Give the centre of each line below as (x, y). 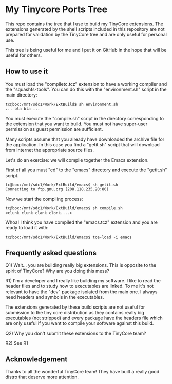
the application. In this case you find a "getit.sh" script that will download (83, 144)
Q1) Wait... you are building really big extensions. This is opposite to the (81, 265)
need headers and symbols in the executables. (55, 297)
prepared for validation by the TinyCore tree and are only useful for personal (86, 34)
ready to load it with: (27, 227)
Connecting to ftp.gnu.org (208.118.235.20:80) (57, 189)
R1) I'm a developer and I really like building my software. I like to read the (83, 280)
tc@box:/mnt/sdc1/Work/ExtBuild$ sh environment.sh (62, 104)
